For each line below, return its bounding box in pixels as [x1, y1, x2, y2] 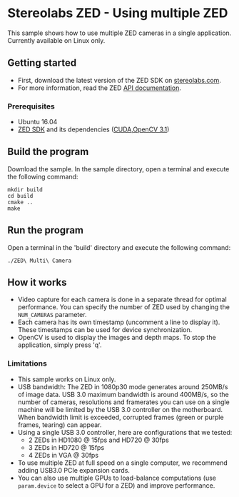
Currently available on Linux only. [7, 36, 106, 44]
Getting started [7, 57, 77, 69]
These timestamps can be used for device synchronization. [17, 326, 193, 334]
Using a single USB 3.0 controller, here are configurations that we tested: [17, 428, 233, 436]
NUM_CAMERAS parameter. [17, 311, 87, 319]
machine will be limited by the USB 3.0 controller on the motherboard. [17, 405, 223, 413]
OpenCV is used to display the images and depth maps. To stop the [17, 333, 216, 342]
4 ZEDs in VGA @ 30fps [28, 451, 98, 459]
